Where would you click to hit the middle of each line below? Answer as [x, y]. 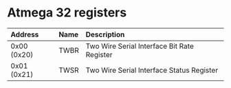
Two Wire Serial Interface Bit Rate [140, 46]
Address [25, 34]
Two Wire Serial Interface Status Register [152, 70]
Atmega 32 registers [67, 13]
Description [105, 34]
